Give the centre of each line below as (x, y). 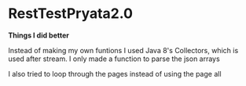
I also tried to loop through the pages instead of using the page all (115, 73)
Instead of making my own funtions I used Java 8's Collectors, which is (123, 50)
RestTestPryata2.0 (71, 14)
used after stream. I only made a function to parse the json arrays (114, 59)
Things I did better (39, 35)
